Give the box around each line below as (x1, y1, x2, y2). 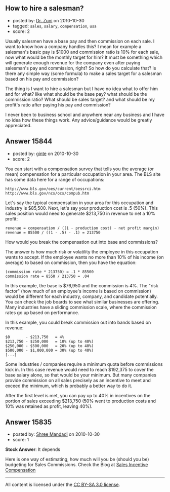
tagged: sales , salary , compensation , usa (12, 23, 97, 29)
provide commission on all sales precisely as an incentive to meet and (5, 377, 151, 383)
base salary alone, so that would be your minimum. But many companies (5, 372, 157, 378)
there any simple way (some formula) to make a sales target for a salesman (5, 70, 162, 77)
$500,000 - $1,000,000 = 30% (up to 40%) (5, 348, 94, 353)
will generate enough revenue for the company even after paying (5, 59, 141, 65)
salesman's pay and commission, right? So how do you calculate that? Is (5, 65, 156, 71)
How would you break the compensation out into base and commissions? (5, 239, 158, 245)
